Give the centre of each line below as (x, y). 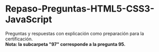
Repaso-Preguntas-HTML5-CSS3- (80, 9)
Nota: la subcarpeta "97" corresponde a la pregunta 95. (66, 44)
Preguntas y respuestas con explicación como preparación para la (75, 33)
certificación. (19, 39)
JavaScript (29, 19)
